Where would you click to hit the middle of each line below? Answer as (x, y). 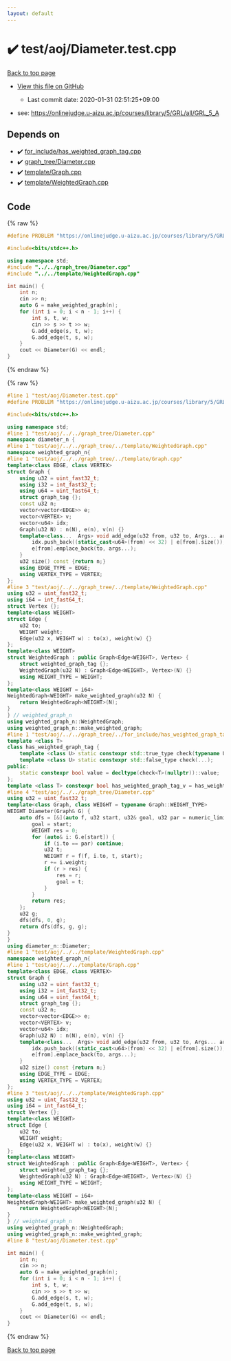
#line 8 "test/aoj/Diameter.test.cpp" (63, 1240)
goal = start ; (52, 824)
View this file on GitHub (51, 86)
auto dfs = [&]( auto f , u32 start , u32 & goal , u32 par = (103, 818)
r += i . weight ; (66, 863)
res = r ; (68, 875)
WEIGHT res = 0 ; (55, 830)
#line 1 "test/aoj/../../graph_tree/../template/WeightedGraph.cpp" (107, 446)
